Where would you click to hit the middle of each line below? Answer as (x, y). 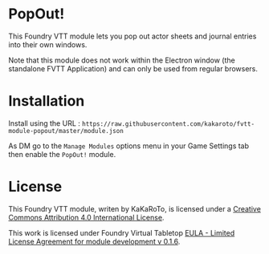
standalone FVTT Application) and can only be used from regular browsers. (133, 68)
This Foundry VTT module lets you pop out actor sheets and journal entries (132, 36)
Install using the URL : (44, 123)
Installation (47, 101)
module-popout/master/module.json (66, 131)
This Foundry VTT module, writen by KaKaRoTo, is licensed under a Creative (134, 208)
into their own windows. (48, 44)
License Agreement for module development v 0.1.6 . (94, 241)
